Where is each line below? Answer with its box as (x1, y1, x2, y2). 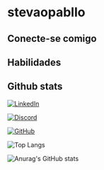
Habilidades (7, 56, 62, 68)
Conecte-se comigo (7, 33, 97, 45)
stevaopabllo (7, 4, 86, 21)
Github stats (7, 81, 63, 93)
